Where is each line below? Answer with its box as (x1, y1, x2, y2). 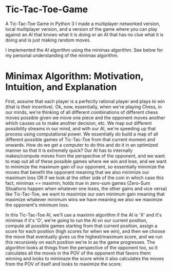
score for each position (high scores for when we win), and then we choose (5, 228, 165, 234)
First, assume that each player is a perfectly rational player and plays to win (5, 98, 165, 104)
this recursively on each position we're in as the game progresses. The (5, 239, 156, 245)
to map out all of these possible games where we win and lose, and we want (5, 158, 167, 164)
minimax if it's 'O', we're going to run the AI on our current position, (5, 217, 148, 223)
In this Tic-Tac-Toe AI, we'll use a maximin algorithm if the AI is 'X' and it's (5, 211, 162, 218)
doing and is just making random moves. (5, 37, 91, 43)
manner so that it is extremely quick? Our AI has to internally (5, 147, 133, 153)
